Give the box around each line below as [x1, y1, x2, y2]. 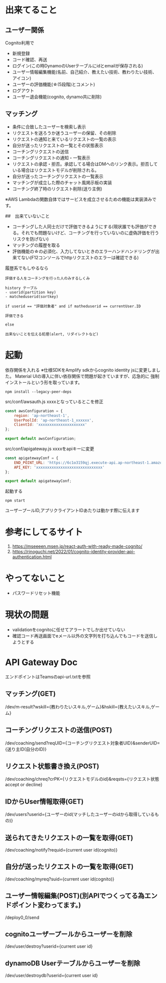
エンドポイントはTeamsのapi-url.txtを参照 [5, 674, 91, 680]
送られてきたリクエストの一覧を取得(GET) [5, 833, 133, 842]
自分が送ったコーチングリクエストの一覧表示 [12, 173, 104, 179]
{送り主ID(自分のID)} [5, 746, 47, 752]
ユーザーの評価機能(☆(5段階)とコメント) [12, 81, 95, 87]
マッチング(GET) [5, 690, 56, 698]
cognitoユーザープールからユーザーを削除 [5, 930, 132, 938]
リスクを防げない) [12, 236, 49, 242]
